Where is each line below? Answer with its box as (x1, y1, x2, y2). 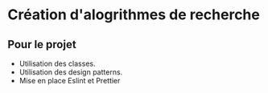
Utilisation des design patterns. (19, 67, 123, 77)
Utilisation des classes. (19, 59, 96, 68)
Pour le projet (7, 38, 77, 51)
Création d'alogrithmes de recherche (7, 6, 261, 24)
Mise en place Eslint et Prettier (19, 76, 121, 85)
